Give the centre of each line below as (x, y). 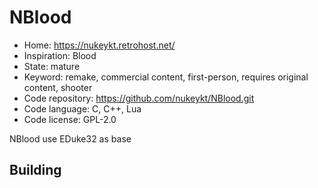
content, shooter (58, 87)
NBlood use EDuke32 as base (70, 138)
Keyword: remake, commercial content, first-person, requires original (166, 77)
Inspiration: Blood (60, 55)
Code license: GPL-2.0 (70, 119)
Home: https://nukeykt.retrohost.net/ (99, 45)
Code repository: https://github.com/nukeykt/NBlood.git (139, 98)
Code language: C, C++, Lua (82, 108)
